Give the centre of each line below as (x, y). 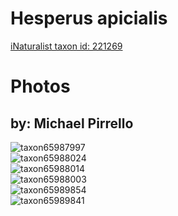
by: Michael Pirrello (72, 123)
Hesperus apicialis (89, 18)
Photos (40, 86)
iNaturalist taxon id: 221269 (66, 46)
